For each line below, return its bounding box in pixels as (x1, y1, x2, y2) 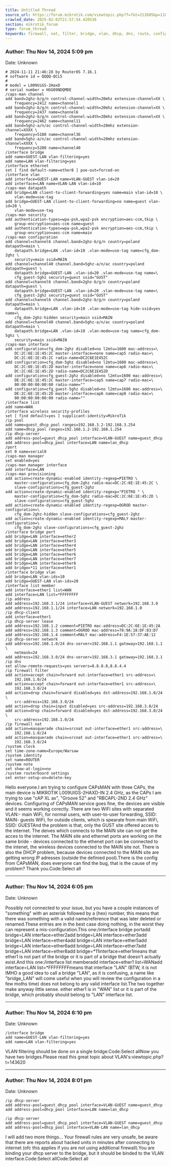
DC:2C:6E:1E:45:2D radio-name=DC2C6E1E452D (14, 369, 108, 374)
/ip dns (5, 659, 22, 664)
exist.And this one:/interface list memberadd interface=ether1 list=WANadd (5, 959, 163, 965)
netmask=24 (14, 650, 38, 655)
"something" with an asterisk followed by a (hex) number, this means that (5, 910, 159, 916)
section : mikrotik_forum (5, 21, 58, 27)
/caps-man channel (5, 92, 44, 97)
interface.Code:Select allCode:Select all (5, 1156, 89, 1162)
